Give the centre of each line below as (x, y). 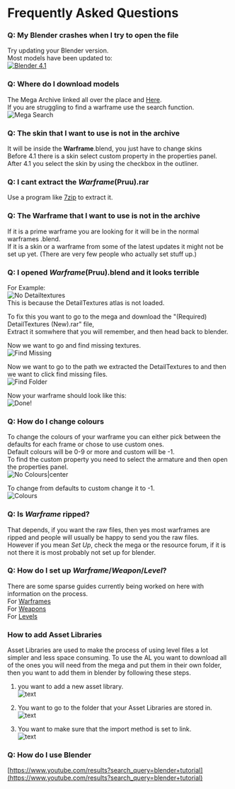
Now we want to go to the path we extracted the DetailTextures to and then (117, 366)
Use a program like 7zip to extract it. (60, 197)
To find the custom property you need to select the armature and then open (117, 460)
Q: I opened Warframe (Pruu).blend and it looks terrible (103, 272)
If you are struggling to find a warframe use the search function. (101, 107)
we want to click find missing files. (58, 374)
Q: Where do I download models (63, 84)
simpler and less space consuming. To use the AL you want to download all (117, 658)
